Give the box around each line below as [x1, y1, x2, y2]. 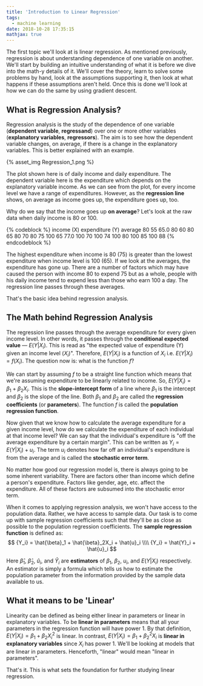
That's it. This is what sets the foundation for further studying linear [6, 666, 175, 673]
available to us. [6, 578, 44, 585]
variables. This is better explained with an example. [6, 147, 135, 154]
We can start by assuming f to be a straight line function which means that [6, 370, 192, 378]
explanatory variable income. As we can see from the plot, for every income [6, 183, 196, 190]
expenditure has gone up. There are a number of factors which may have [6, 263, 189, 271]
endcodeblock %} [6, 238, 52, 246]
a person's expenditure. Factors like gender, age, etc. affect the [6, 479, 165, 487]
